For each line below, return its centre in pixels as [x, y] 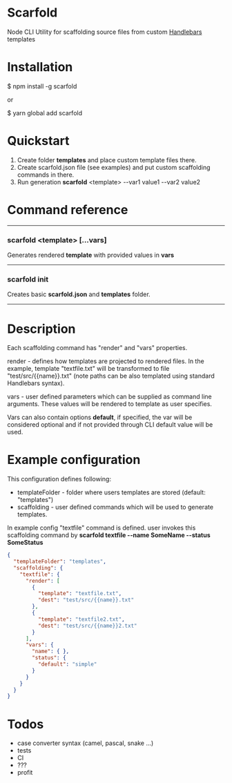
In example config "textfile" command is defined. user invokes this [101, 528]
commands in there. [46, 175]
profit [25, 773]
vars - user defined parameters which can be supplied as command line [109, 397]
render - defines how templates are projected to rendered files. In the [106, 361]
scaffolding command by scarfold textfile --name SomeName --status [109, 535]
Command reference [68, 210]
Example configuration [74, 460]
